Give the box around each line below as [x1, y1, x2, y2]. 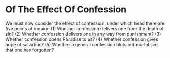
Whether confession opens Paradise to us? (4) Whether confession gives [5, 36, 158, 42]
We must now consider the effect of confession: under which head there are [5, 20, 165, 26]
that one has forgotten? [5, 47, 54, 53]
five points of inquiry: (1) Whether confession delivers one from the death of [5, 25, 164, 31]
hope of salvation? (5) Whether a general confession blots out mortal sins [5, 41, 159, 47]
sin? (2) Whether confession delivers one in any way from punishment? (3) [5, 31, 161, 37]
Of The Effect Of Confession [5, 4, 127, 15]
